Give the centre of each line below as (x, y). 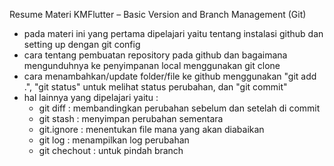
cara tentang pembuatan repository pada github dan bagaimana (155, 55)
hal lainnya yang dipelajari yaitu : (91, 97)
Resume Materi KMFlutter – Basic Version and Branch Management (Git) (158, 14)
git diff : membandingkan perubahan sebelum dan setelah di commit (179, 108)
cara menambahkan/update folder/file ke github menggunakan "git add (170, 76)
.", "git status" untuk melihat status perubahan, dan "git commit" (155, 87)
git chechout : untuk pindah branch (111, 150)
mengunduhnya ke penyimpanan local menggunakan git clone (152, 65)
